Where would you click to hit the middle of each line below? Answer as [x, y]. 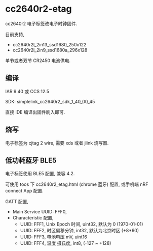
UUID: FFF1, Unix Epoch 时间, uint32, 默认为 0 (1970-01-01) [82, 224]
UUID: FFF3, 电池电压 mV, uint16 [54, 237]
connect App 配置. [25, 191]
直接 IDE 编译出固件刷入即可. [35, 112]
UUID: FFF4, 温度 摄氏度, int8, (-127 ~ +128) [66, 243]
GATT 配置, [17, 202]
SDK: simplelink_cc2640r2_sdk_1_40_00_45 [50, 101]
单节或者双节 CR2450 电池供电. [38, 60]
